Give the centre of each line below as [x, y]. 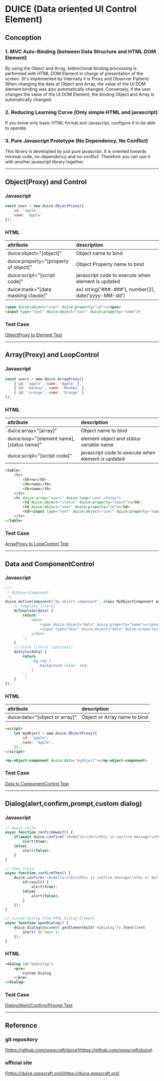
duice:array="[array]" [32, 431]
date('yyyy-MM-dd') [101, 295]
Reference [21, 1025]
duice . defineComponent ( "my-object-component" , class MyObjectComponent [79, 602]
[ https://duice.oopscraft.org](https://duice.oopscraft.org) [62, 1073]
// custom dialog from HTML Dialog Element [50, 918]
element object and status [111, 439]
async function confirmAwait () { [39, 832]
